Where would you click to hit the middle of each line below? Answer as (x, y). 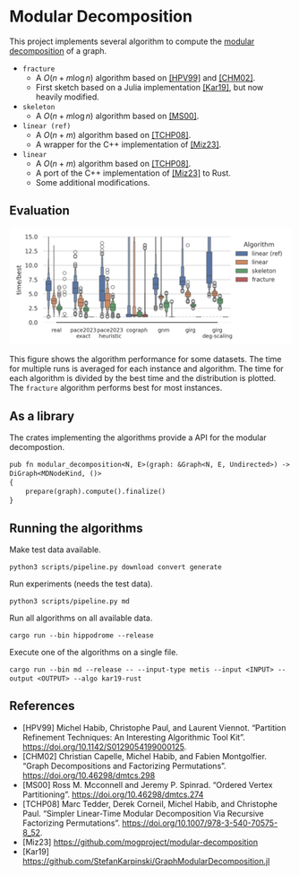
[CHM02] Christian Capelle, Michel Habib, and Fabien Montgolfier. (144, 756)
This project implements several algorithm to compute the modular (132, 41)
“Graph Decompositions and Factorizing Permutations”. (124, 766)
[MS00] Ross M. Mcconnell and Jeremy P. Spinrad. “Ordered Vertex (147, 784)
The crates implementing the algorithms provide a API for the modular (138, 437)
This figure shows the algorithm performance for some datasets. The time (145, 360)
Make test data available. (55, 550)
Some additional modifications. (93, 182)
